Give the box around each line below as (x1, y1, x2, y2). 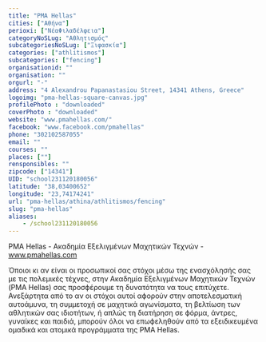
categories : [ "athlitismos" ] (8, 49, 105, 57)
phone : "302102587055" (8, 130, 84, 138)
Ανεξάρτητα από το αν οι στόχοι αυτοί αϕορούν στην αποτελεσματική (8, 291, 242, 300)
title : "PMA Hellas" (8, 11, 77, 20)
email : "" (8, 137, 42, 146)
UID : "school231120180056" (8, 175, 98, 184)
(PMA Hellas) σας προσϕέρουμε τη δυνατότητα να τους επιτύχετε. (8, 283, 229, 292)
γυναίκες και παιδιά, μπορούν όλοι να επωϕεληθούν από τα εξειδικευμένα (8, 316, 258, 326)
